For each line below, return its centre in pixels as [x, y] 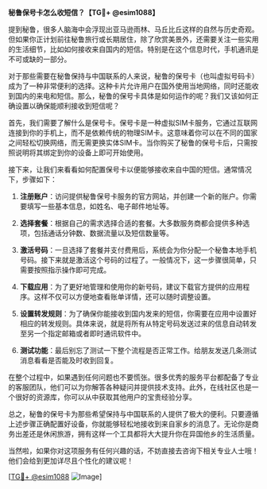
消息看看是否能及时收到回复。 [68, 360]
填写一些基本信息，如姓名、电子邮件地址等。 [100, 206]
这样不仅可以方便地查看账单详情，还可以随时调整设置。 [124, 297]
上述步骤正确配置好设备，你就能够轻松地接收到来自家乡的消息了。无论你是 [130, 424]
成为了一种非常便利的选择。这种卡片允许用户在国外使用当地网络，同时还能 [130, 86]
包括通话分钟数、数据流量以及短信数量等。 [103, 233]
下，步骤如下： [33, 179]
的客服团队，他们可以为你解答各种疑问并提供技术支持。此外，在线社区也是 [130, 387]
